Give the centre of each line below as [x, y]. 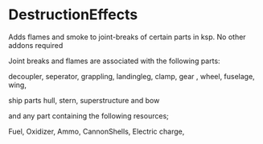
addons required [36, 45]
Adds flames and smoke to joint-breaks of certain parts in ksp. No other [127, 37]
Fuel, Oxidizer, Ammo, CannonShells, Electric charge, [97, 131]
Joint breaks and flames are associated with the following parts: [114, 61]
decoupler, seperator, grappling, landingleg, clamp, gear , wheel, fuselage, [131, 76]
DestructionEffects [73, 15]
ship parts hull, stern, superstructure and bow [84, 100]
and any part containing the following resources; [88, 116]
